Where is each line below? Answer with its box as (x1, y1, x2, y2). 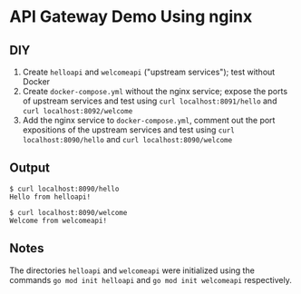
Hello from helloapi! (9, 192, 92, 201)
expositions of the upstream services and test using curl (22, 124, 236, 135)
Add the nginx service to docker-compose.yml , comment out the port (22, 115, 276, 125)
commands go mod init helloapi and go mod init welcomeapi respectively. (9, 274, 292, 285)
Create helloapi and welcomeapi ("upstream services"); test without (22, 66, 276, 77)
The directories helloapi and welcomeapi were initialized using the (9, 265, 256, 276)
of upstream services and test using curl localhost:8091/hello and (22, 95, 277, 106)
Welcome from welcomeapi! (9, 216, 107, 225)
